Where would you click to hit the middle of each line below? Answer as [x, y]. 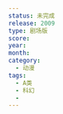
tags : [17, 75]
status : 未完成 [31, 16]
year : [17, 46]
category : [25, 61]
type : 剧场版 [28, 31]
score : [19, 38]
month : [19, 53]
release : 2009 [32, 23]
